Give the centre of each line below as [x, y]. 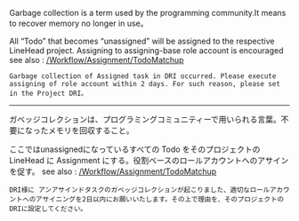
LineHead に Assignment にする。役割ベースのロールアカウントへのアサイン [149, 160]
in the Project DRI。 [48, 93]
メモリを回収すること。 [91, 130]
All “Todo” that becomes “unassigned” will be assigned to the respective [142, 41]
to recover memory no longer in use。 [79, 23]
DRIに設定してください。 [48, 209]
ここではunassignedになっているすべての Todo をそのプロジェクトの [135, 149]
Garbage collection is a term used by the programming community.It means [148, 13]
